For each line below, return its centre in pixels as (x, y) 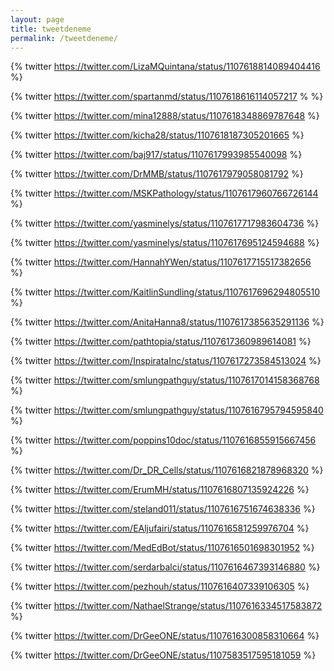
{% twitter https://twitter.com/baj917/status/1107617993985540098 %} (156, 155)
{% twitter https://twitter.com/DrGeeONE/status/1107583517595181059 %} (163, 655)
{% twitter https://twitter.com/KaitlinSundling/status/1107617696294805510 (165, 292)
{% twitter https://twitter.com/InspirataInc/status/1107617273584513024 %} (166, 361)
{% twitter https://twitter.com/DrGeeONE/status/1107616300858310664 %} (165, 636)
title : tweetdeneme (51, 29)
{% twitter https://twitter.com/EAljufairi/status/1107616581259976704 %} (160, 528)
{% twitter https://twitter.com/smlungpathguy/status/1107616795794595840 (167, 410)
